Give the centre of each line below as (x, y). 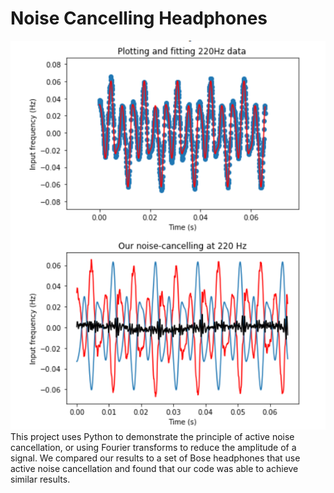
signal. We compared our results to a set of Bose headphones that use (155, 458)
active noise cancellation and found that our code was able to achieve (154, 468)
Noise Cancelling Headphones (139, 18)
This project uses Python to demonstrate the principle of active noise (152, 436)
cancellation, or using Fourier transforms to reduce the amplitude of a (153, 447)
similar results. (40, 479)
